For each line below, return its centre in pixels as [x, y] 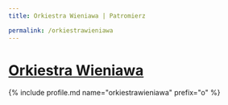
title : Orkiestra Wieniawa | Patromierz [77, 16]
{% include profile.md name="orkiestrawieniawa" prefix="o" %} [114, 93]
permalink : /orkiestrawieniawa [61, 30]
